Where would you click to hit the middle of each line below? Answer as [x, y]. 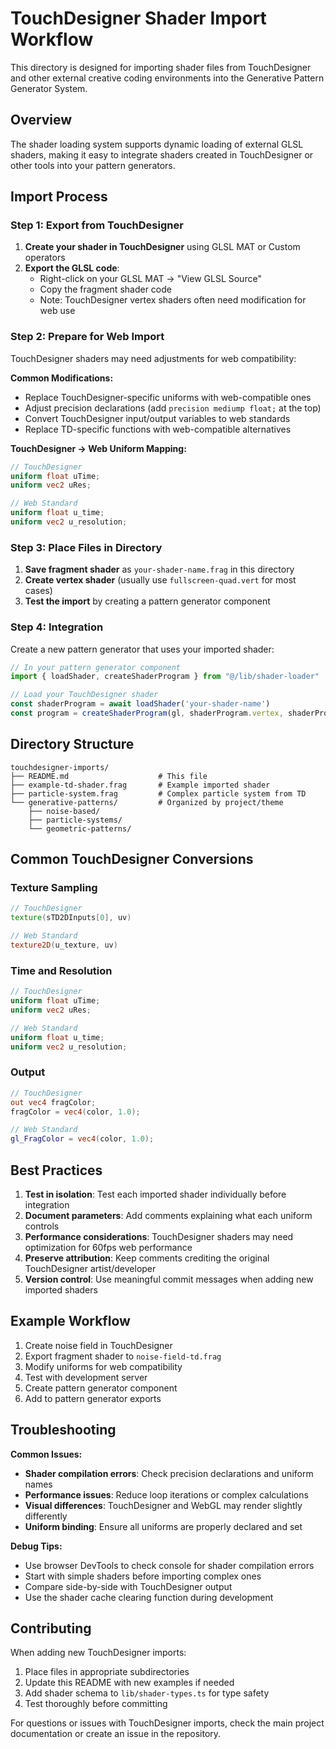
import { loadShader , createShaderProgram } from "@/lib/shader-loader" [165, 677]
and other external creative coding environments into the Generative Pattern [167, 78]
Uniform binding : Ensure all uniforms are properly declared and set [163, 1526]
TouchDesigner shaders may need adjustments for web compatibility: [153, 358]
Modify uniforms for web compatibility [103, 1366]
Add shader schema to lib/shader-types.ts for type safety [147, 1693]
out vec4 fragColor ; [53, 1102]
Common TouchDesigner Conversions [132, 859]
